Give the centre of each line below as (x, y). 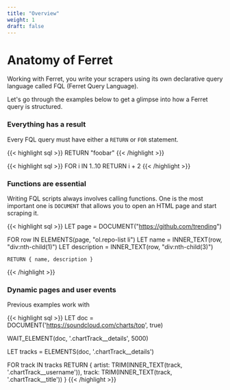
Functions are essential (47, 183)
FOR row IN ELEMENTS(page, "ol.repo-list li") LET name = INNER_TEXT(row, (115, 239)
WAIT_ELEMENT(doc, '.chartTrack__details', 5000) (78, 339)
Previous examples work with (49, 304)
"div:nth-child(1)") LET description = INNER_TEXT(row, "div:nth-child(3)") (110, 246)
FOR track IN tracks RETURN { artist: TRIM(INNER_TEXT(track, (95, 365)
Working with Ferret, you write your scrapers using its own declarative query (115, 79)
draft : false (26, 26)
